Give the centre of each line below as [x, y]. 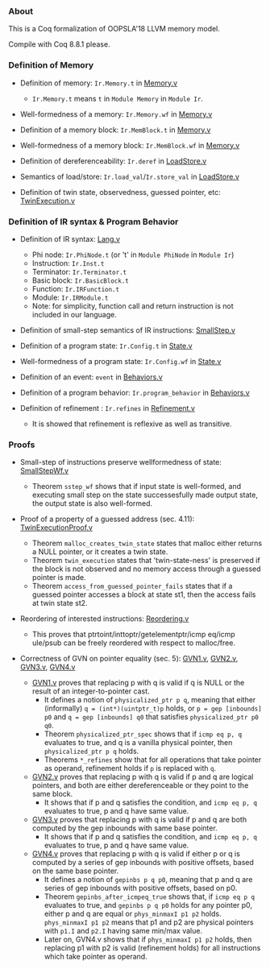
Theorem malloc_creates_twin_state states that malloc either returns [147, 543]
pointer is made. [59, 578]
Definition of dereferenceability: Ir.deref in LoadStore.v [113, 161]
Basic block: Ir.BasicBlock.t [80, 280]
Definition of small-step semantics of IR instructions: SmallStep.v [128, 330]
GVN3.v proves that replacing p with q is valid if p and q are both [139, 820]
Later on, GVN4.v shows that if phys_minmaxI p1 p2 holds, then [148, 939]
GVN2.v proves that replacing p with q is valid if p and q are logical [143, 777]
